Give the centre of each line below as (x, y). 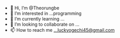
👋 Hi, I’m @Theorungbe (35, 8)
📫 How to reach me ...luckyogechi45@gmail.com (62, 30)
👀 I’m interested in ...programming (46, 13)
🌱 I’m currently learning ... (37, 19)
